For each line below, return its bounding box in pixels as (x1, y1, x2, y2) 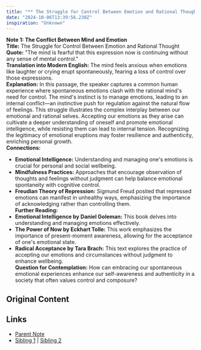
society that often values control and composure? (14, 276, 138, 284)
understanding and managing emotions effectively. (14, 220, 141, 227)
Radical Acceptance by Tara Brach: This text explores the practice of (14, 245, 187, 252)
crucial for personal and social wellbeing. (14, 162, 117, 169)
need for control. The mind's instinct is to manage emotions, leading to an (6, 93, 188, 101)
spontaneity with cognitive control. (14, 181, 100, 188)
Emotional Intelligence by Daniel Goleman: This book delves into (14, 213, 177, 220)
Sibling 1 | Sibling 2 (14, 336, 62, 344)
